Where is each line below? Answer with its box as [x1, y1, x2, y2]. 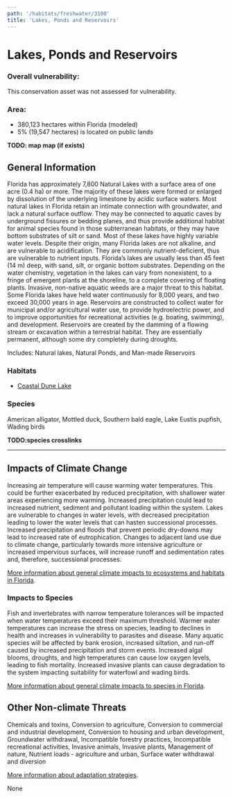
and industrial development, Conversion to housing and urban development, [7, 728, 225, 736]
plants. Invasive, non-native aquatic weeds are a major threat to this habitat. [7, 283, 224, 292]
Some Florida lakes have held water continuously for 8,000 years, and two [7, 291, 220, 299]
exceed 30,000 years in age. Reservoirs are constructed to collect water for [7, 298, 224, 307]
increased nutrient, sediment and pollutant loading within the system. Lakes [7, 503, 223, 511]
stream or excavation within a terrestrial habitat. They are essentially [7, 328, 202, 336]
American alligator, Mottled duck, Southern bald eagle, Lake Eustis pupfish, [7, 415, 222, 423]
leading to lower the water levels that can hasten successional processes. [7, 518, 218, 526]
